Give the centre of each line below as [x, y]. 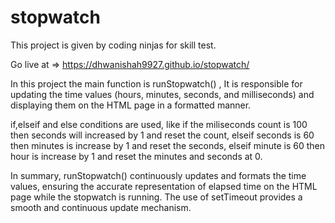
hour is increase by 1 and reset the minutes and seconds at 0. [136, 156]
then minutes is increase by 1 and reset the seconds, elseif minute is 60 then [168, 145]
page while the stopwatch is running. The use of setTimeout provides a [156, 197]
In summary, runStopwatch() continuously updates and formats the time [158, 175]
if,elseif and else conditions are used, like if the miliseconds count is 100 [159, 124]
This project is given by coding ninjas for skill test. [113, 45]
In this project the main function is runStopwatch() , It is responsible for [156, 83]
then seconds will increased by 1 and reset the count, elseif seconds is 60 [162, 135]
